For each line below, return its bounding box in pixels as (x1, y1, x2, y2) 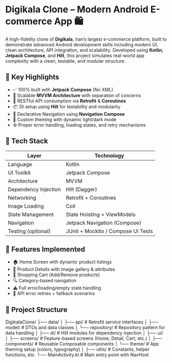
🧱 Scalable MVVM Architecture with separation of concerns (12, 92, 141, 98)
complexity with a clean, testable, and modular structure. (5, 58, 126, 64)
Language (8, 160, 32, 168)
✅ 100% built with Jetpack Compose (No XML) (12, 86, 113, 93)
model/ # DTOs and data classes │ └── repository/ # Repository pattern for (5, 324, 165, 331)
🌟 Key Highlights (5, 73, 60, 82)
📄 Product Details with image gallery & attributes (12, 266, 116, 273)
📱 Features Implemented (5, 245, 85, 253)
